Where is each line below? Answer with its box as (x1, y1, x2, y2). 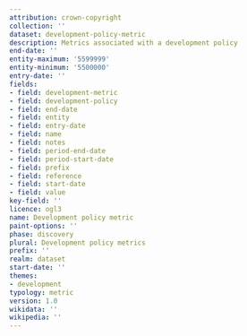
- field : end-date (9, 105, 78, 114)
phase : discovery (9, 229, 74, 238)
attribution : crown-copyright (9, 13, 123, 22)
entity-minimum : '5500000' (9, 64, 110, 73)
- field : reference (9, 171, 82, 180)
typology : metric (9, 288, 74, 297)
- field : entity (9, 113, 70, 122)
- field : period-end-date (9, 146, 106, 155)
